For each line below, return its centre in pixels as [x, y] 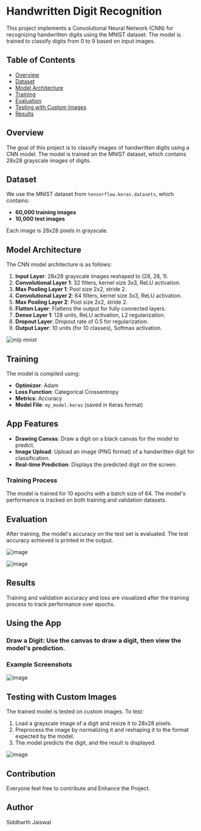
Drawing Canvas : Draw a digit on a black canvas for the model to [97, 438]
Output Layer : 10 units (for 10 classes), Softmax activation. [88, 328]
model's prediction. [36, 648]
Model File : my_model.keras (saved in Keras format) [79, 405]
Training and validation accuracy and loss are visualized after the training [98, 597]
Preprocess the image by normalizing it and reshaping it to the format [102, 730]
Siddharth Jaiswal [29, 822]
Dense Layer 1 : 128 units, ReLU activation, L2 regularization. [90, 315]
